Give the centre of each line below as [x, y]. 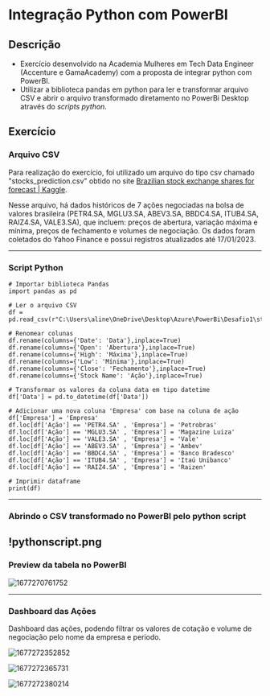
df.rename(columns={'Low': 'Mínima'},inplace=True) [96, 361]
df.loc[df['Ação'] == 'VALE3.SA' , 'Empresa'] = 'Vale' [104, 439]
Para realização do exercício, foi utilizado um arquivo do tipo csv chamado [131, 172]
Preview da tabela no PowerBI [67, 565]
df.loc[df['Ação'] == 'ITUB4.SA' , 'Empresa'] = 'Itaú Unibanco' [120, 460]
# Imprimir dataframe [45, 481]
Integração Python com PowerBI [119, 15]
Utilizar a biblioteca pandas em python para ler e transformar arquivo [134, 89]
